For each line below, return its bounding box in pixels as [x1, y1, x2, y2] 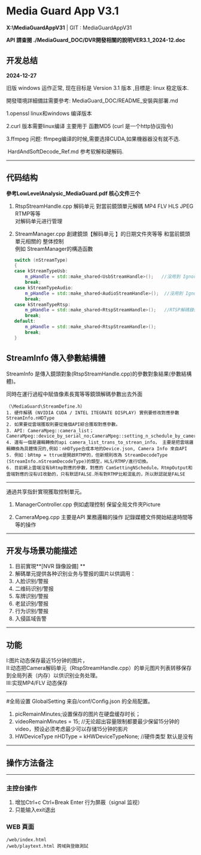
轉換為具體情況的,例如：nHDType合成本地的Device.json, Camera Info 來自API [10, 445, 187, 451]
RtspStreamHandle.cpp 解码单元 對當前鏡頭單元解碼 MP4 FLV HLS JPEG [14, 202, 194, 210]
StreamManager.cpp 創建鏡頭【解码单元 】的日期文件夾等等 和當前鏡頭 [14, 230, 190, 237]
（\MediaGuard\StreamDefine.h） [6, 403, 85, 410]
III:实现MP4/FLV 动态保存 [6, 680, 68, 687]
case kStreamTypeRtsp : [14, 301, 71, 308]
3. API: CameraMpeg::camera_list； [6, 427, 94, 433]
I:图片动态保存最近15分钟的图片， [6, 657, 88, 664]
